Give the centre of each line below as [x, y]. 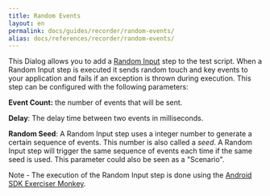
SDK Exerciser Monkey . [47, 184]
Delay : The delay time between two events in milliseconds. [106, 119]
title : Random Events [45, 16]
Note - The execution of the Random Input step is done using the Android [130, 175]
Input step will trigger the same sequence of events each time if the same [130, 151]
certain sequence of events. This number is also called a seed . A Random [130, 143]
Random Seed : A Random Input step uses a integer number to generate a [130, 134]
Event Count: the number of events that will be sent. [96, 102]
